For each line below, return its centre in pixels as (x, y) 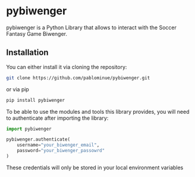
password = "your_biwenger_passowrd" (61, 151)
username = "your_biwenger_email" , (58, 145)
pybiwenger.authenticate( (38, 139)
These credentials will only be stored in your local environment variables (95, 167)
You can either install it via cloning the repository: (67, 67)
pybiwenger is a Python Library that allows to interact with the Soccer (91, 27)
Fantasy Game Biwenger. (37, 33)
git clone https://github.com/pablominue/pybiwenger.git (78, 78)
